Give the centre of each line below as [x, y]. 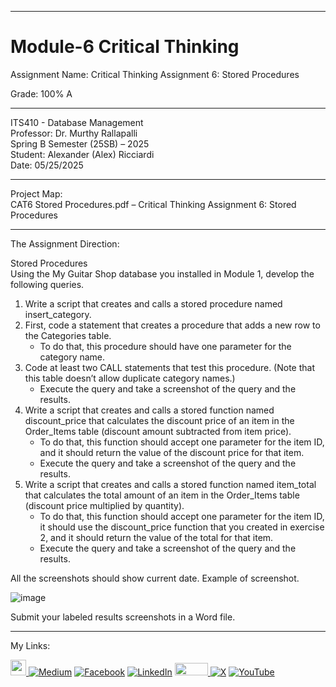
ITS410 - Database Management [77, 122]
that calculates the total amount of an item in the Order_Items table [162, 495]
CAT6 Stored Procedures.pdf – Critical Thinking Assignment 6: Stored [153, 204]
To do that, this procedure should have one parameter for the [165, 346]
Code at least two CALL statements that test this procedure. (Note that [170, 367]
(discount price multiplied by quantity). [104, 505]
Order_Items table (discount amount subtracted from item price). [158, 431]
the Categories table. [68, 335]
